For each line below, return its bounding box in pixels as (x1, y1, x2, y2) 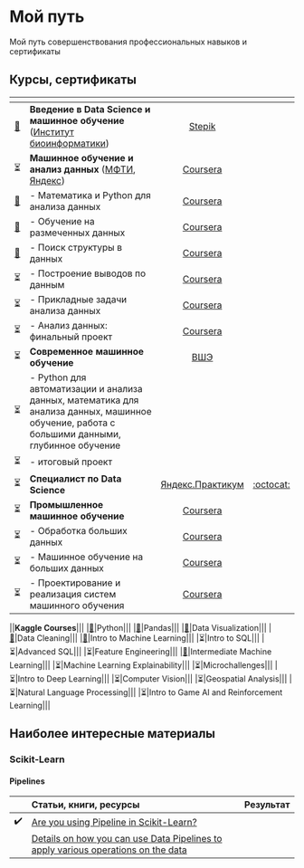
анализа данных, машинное (29, 405, 152, 417)
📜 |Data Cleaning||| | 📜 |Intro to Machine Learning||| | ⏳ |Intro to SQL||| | (9, 632, 265, 644)
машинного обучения (29, 599, 125, 612)
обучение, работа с (29, 416, 116, 429)
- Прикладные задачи (29, 292, 128, 305)
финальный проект (29, 330, 113, 343)
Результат (243, 798, 290, 811)
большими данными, (29, 427, 122, 440)
